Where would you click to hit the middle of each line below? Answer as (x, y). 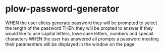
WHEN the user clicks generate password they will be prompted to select (81, 23)
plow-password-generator (62, 9)
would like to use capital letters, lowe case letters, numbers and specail (79, 33)
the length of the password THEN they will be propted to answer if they (79, 28)
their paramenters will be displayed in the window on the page (70, 44)
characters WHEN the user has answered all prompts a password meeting (82, 39)
